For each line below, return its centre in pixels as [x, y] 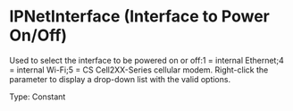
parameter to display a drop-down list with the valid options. [120, 79]
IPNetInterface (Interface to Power [139, 17]
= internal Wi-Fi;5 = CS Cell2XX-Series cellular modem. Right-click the [139, 70]
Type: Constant [38, 97]
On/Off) [38, 35]
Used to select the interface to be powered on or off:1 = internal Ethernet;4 [146, 60]
